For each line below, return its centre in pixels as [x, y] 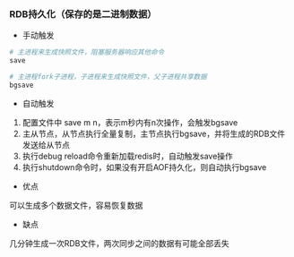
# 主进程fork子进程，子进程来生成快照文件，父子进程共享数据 [108, 77]
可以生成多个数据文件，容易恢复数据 [76, 205]
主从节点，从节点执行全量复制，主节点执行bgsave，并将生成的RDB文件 [154, 133]
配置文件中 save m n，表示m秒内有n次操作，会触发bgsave [130, 122]
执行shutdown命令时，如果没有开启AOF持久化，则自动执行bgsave [144, 167]
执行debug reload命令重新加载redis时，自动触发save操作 [127, 156]
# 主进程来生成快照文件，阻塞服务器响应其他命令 [86, 52]
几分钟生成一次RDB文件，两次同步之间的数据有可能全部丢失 [120, 243]
